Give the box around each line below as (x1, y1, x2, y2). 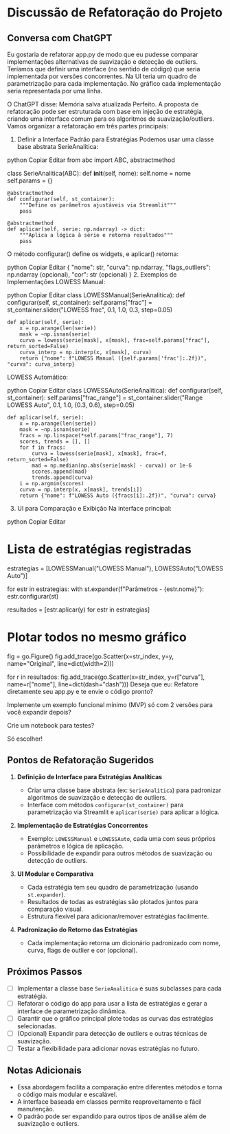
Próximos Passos (7, 966, 82, 977)
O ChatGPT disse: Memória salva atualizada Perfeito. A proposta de (7, 100, 199, 108)
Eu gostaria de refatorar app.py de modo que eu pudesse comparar (7, 50, 198, 58)
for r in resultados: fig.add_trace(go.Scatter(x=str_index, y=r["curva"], (7, 673, 205, 681)
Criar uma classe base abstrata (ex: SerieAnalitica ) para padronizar (27, 786, 222, 794)
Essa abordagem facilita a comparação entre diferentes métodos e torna (16, 1083, 222, 1091)
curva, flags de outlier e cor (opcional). (27, 946, 138, 954)
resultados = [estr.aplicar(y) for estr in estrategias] (7, 605, 150, 614)
